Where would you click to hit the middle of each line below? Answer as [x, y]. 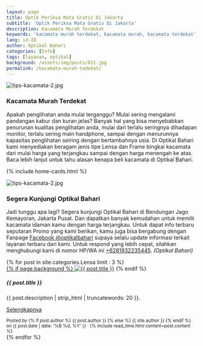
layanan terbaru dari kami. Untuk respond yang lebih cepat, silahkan [92, 244]
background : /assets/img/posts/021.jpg [57, 62]
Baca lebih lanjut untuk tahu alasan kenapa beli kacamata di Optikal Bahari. [100, 159]
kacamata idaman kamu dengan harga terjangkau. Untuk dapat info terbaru [100, 224]
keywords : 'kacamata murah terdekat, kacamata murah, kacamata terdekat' [101, 35]
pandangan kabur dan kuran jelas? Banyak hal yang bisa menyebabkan [95, 121]
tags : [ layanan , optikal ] [39, 57]
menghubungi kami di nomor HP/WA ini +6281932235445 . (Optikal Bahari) [100, 250]
